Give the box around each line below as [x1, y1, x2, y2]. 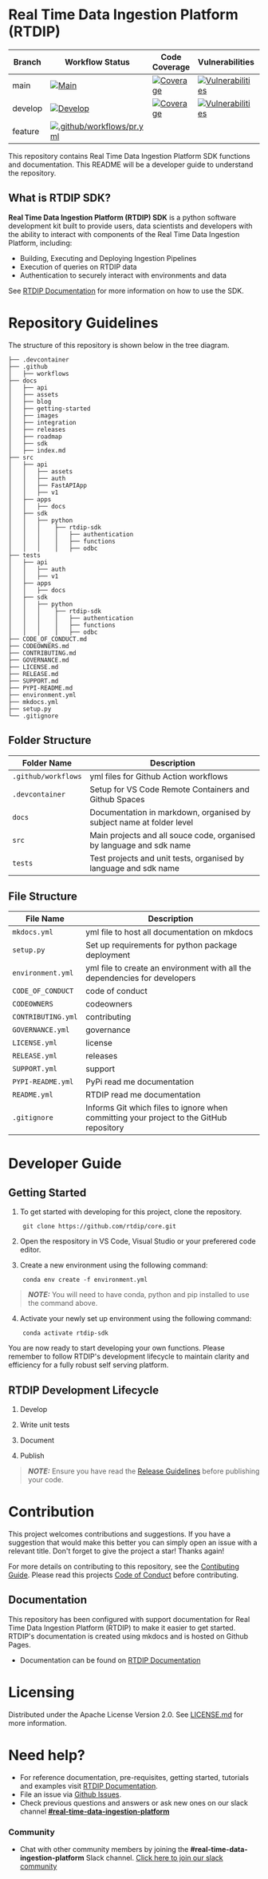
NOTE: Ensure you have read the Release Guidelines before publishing [27, 1466, 260, 1476]
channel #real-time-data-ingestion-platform [19, 1806, 170, 1816]
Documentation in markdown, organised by [89, 806, 251, 817]
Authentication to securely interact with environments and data [19, 270, 227, 280]
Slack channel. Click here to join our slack [85, 1853, 223, 1863]
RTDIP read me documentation [85, 1090, 201, 1101]
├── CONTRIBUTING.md [8, 649, 77, 657]
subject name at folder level [89, 817, 194, 828]
